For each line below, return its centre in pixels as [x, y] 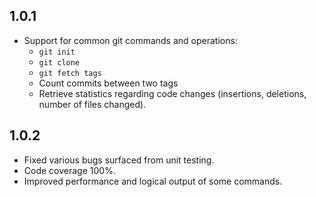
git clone [59, 62]
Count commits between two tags [108, 83]
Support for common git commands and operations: [130, 40]
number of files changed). [92, 104]
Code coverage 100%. [69, 170]
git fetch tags [70, 73]
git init [57, 52]
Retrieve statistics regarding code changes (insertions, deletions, [172, 93]
